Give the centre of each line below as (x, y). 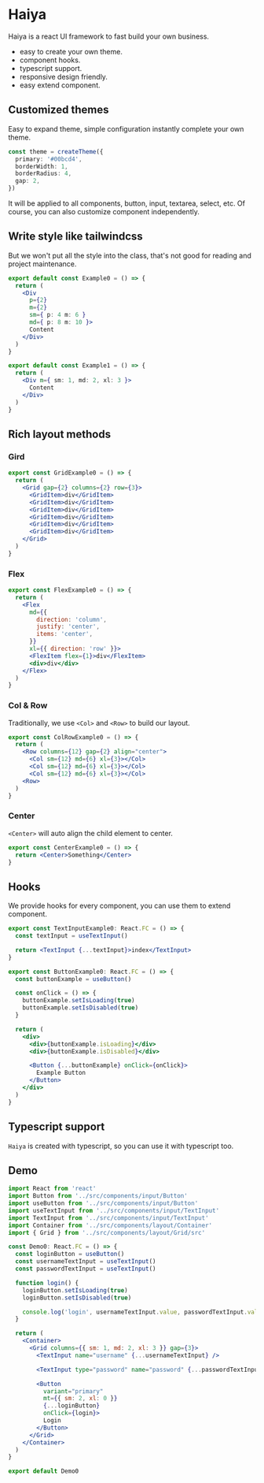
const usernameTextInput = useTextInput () (86, 1262)
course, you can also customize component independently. (104, 212)
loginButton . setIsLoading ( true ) (75, 1290)
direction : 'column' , (72, 619)
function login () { (47, 1283)
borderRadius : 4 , (44, 174)
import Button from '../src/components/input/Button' (98, 1196)
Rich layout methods (60, 434)
